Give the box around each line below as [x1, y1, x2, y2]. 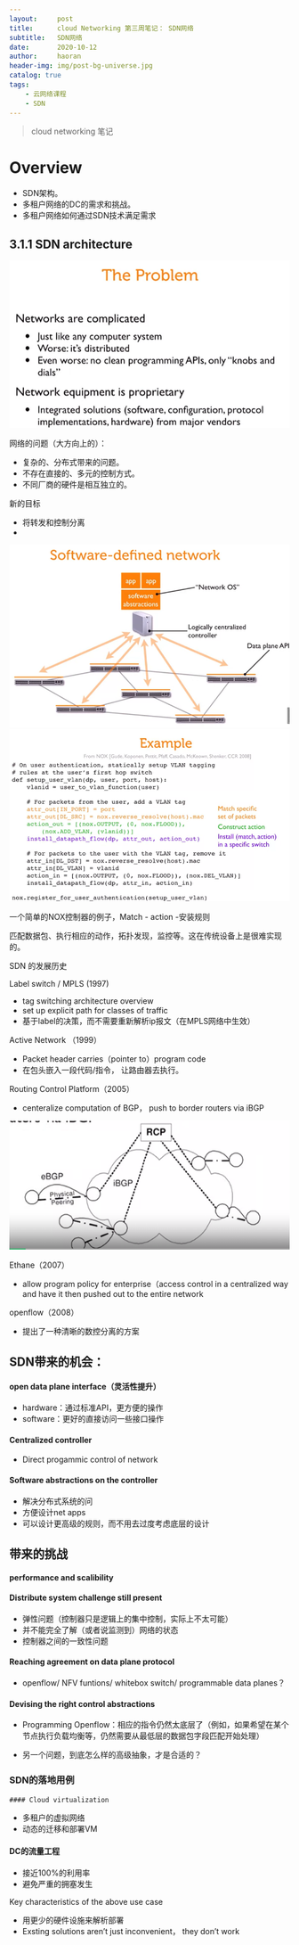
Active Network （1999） [9, 1034, 102, 1045]
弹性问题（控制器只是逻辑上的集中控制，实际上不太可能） [21, 1613, 233, 1624]
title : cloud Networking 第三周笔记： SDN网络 [9, 23, 194, 33]
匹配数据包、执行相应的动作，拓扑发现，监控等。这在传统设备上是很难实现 [9, 930, 282, 940]
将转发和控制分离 [21, 517, 85, 528]
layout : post [9, 14, 74, 23]
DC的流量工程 [9, 1846, 61, 1857]
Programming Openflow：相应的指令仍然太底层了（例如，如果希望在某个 [21, 1719, 289, 1730]
